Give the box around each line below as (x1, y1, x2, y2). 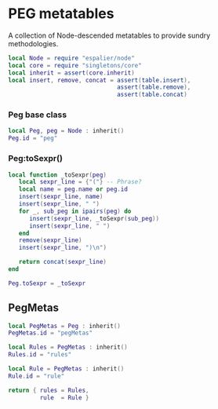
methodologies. (8, 38, 59, 48)
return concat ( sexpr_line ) (18, 258, 107, 266)
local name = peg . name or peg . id (18, 185, 128, 193)
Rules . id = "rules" (8, 351, 72, 359)
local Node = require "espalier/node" (8, 54, 135, 62)
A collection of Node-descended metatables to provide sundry (8, 31, 211, 40)
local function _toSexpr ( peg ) (8, 170, 107, 179)
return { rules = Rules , (8, 386, 89, 394)
